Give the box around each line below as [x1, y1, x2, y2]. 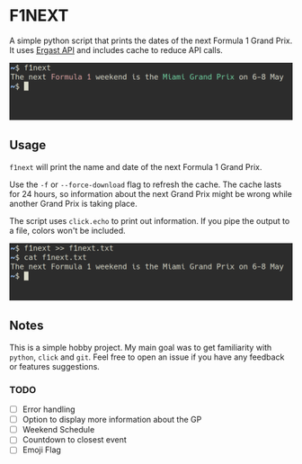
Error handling [22, 404, 75, 415]
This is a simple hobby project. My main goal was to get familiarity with [9, 342, 272, 352]
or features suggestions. [9, 361, 101, 371]
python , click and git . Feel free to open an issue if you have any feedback [9, 352, 285, 362]
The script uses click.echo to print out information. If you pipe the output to [9, 215, 290, 226]
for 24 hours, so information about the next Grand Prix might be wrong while [9, 188, 292, 199]
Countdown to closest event [22, 434, 128, 445]
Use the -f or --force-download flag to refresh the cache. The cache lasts [9, 179, 281, 190]
